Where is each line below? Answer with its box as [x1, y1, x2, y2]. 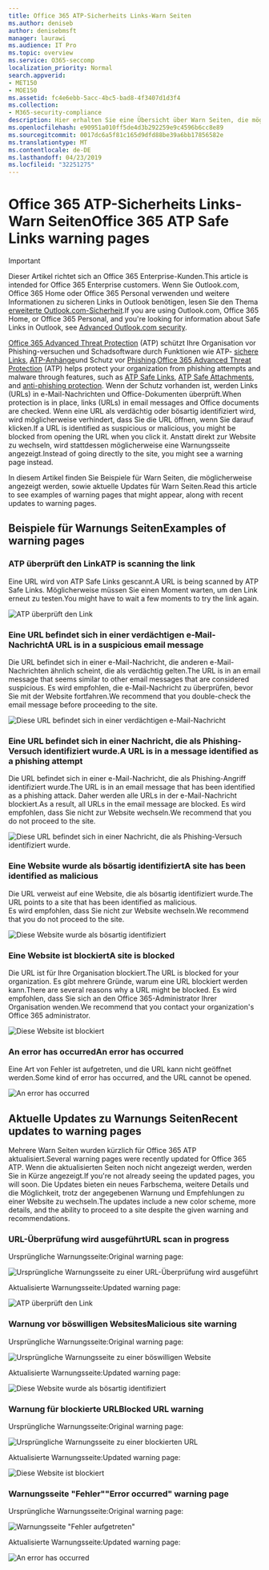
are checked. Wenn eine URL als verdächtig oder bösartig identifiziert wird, [8, 407, 256, 416]
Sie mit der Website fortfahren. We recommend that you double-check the [8, 691, 251, 702]
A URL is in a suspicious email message [47, 639, 204, 650]
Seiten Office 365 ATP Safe [47, 212, 230, 231]
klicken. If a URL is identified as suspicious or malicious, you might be [8, 423, 236, 433]
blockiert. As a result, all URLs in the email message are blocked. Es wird [8, 799, 246, 809]
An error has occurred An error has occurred [8, 1046, 184, 1057]
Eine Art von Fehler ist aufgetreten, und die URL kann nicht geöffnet [8, 1064, 232, 1074]
